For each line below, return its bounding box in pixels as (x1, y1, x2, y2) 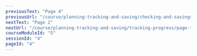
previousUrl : (5, 14, 38, 20)
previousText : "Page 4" (5, 8, 64, 15)
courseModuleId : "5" (5, 30, 56, 36)
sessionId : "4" (5, 36, 43, 41)
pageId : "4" (5, 41, 35, 47)
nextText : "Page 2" (5, 19, 54, 25)
